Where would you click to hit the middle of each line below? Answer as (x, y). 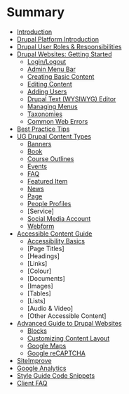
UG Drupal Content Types (54, 136)
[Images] (40, 286)
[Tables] (39, 293)
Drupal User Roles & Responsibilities (69, 46)
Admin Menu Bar (52, 69)
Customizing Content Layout (68, 338)
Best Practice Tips (43, 129)
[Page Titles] (46, 248)
